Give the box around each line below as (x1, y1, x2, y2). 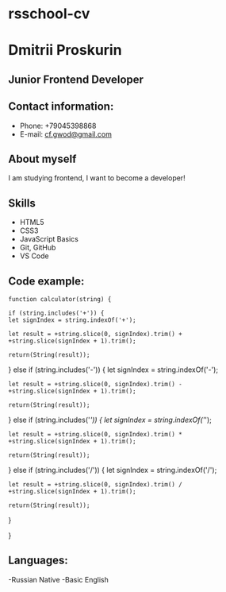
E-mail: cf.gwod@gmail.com (19, 129, 113, 139)
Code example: (8, 274, 85, 288)
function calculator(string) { (8, 296, 112, 304)
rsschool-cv (8, 5, 90, 23)
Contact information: (8, 100, 114, 114)
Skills (8, 196, 36, 210)
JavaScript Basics (19, 234, 79, 244)
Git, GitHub (19, 243, 56, 253)
